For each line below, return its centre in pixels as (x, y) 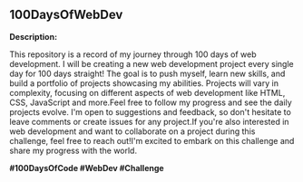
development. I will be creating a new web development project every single (151, 63)
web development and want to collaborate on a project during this (132, 131)
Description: (33, 36)
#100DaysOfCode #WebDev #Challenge (87, 168)
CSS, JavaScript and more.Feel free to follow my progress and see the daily (151, 102)
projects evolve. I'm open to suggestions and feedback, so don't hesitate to (151, 111)
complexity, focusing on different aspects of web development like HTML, (147, 92)
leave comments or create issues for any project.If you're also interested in (149, 121)
